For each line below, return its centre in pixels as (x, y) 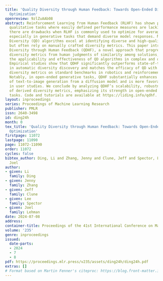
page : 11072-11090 (24, 145)
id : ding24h (17, 117)
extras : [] (16, 266)
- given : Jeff (19, 189)
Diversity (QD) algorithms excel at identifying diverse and (73, 41)
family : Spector (26, 203)
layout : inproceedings (28, 100)
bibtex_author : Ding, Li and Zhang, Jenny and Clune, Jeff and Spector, (80, 158)
